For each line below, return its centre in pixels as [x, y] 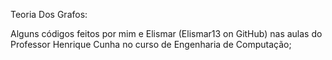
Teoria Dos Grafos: [49, 14]
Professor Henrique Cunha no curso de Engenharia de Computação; [151, 44]
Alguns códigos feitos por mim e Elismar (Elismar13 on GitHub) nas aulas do [166, 33]
